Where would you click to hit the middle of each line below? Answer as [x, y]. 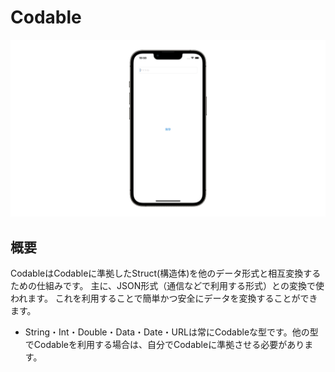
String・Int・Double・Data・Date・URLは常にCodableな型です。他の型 [171, 332]
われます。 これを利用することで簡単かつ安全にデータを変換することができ [164, 298]
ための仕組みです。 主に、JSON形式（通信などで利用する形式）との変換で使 [167, 286]
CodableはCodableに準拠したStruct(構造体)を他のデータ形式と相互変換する [166, 273]
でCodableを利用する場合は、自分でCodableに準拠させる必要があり [164, 345]
